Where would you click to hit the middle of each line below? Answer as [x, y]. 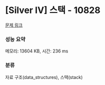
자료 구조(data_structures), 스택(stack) [44, 77]
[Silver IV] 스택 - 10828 [53, 10]
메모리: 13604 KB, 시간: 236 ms [37, 51]
